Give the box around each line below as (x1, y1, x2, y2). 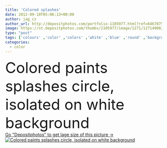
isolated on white (5, 95, 125, 114)
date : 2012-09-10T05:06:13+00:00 (5, 12, 75, 17)
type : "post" (5, 30, 32, 35)
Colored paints (5, 58, 108, 77)
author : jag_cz (5, 16, 37, 21)
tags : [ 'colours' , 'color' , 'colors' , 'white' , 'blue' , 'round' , (5, 35, 146, 40)
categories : (5, 40, 30, 45)
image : (5, 26, 19, 31)
